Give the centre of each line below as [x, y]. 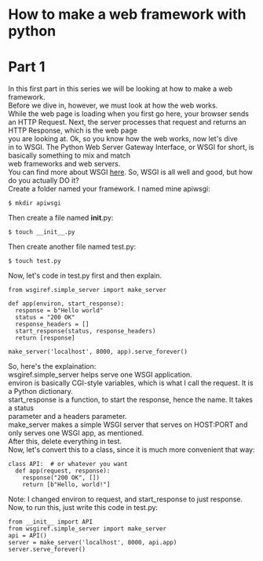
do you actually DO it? [44, 180]
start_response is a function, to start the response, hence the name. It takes [131, 400]
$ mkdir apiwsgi [35, 203]
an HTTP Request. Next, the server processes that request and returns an [127, 122]
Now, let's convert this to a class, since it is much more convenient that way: [131, 450]
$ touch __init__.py [42, 232]
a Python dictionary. [40, 392]
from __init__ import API [50, 522]
